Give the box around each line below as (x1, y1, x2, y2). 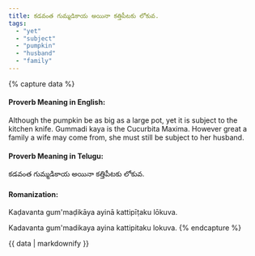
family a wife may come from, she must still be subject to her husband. (8, 132, 244, 142)
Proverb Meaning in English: (8, 98, 106, 107)
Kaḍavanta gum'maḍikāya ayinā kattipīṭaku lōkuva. (8, 208, 178, 217)
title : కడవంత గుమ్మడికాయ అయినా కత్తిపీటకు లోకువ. (8, 11, 159, 20)
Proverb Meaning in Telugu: (8, 151, 104, 161)
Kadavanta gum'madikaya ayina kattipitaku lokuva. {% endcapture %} (8, 223, 241, 233)
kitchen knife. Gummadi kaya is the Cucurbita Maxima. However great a (8, 124, 248, 134)
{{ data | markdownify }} (8, 239, 90, 249)
